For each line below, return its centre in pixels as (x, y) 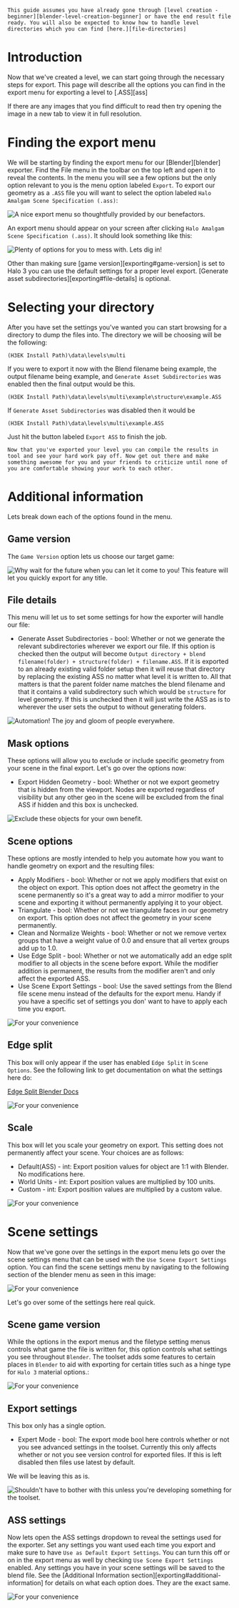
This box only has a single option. (57, 1426)
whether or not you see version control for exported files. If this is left (119, 1455)
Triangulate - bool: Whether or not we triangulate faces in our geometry (123, 910)
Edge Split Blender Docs (43, 1091)
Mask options (38, 743)
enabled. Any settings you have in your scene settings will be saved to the (116, 1568)
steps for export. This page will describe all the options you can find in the (117, 84)
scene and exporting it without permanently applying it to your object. (120, 903)
